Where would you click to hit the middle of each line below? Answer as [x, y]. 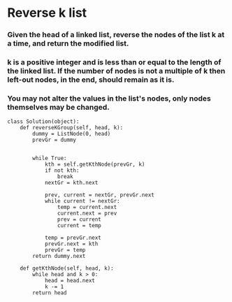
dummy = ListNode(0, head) [72, 134]
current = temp [79, 226]
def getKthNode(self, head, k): [67, 268]
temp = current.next [87, 208]
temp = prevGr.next [73, 238]
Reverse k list [47, 13]
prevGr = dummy [55, 140]
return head [50, 293]
